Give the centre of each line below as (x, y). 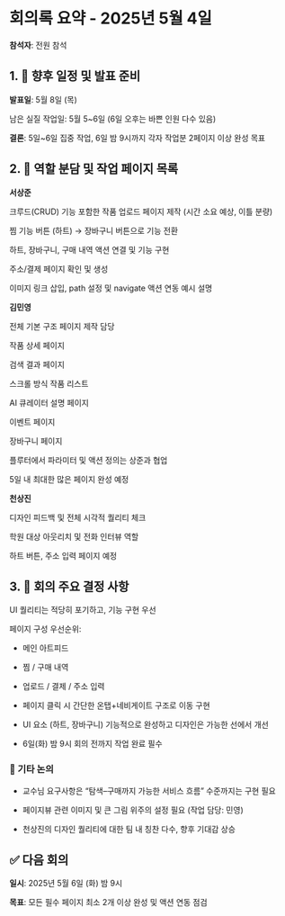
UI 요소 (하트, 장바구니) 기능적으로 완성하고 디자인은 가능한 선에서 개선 (146, 724)
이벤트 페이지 (32, 422)
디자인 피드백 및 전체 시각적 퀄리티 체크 (78, 517)
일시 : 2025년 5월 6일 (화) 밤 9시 (66, 884)
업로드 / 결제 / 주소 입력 (63, 687)
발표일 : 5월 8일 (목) (44, 99)
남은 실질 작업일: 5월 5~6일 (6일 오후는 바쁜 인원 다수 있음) (113, 119)
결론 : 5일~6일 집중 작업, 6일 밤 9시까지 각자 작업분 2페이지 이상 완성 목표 (138, 138)
